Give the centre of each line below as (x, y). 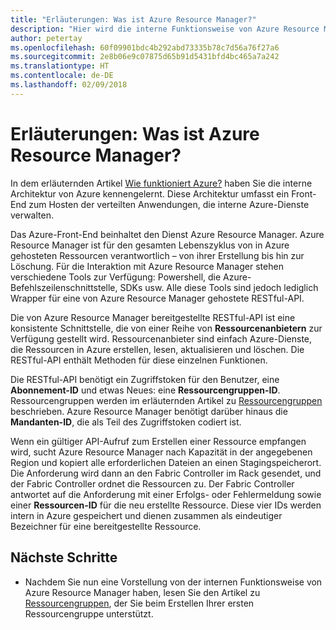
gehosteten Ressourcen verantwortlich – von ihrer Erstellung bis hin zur (157, 255)
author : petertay (46, 38)
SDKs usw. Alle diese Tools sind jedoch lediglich (219, 287)
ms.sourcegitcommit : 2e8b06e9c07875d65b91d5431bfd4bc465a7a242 (145, 57)
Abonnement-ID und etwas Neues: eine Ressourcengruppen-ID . (145, 390)
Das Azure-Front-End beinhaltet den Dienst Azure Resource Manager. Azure (167, 234)
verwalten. (32, 215)
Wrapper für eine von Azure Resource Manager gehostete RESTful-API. (157, 298)
